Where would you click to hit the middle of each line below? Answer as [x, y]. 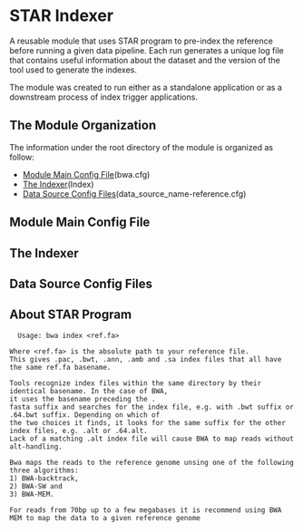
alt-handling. [36, 446]
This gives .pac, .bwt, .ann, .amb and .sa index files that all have [146, 359]
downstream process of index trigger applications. [103, 97]
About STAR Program [71, 315]
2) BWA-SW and [36, 486]
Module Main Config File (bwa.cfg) [86, 174]
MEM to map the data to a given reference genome [105, 517]
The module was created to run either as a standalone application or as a [146, 87]
